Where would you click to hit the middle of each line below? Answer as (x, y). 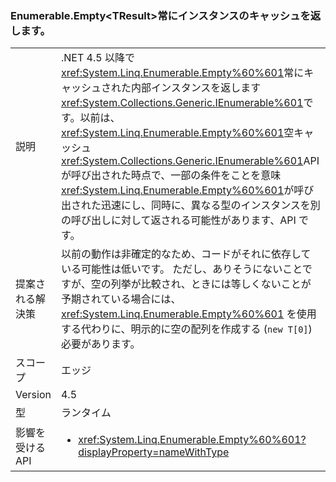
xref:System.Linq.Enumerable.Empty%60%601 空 (177, 133)
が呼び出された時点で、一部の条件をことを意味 (171, 175)
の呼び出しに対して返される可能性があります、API (178, 220)
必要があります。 (100, 344)
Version (33, 395)
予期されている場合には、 (121, 299)
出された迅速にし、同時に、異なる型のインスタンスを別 (190, 205)
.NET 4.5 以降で (97, 58)
